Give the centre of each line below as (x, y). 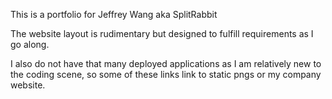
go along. (30, 44)
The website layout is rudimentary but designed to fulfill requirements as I (162, 33)
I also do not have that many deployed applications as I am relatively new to (166, 63)
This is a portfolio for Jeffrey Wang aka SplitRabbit (114, 14)
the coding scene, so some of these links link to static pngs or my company (166, 74)
